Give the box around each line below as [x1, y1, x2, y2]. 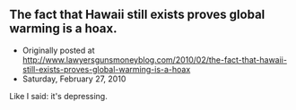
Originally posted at [22, 45, 95, 55]
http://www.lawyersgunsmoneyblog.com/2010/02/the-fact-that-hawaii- [22, 54, 287, 65]
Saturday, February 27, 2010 [22, 73, 126, 84]
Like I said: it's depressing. [9, 90, 108, 101]
